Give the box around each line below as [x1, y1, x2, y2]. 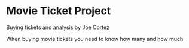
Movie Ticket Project [6, 4, 111, 18]
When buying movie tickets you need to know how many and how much [6, 35, 184, 42]
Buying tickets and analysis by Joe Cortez [6, 24, 109, 31]
